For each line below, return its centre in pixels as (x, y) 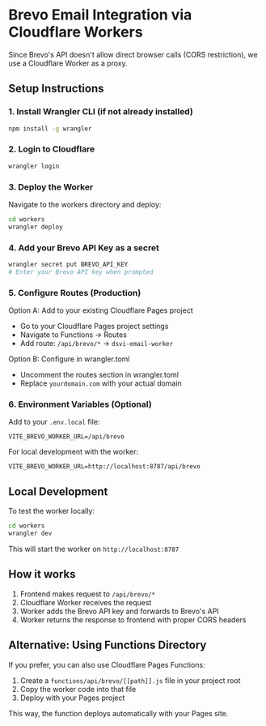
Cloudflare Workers (76, 32)
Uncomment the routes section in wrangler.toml (99, 375)
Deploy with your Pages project (72, 698)
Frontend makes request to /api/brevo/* (88, 594)
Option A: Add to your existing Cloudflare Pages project (101, 310)
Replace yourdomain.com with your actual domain (101, 383)
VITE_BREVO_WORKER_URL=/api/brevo (67, 437)
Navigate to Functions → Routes (74, 335)
